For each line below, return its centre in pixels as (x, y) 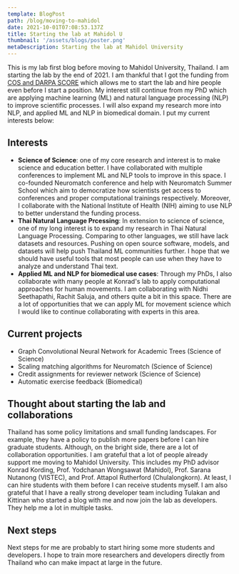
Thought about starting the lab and (87, 404)
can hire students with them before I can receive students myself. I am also (118, 485)
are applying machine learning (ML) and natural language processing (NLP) (118, 98)
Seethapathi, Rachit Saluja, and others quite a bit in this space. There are (124, 296)
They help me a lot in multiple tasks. (60, 508)
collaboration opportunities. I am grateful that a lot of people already (108, 455)
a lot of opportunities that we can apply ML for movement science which (124, 304)
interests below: (31, 121)
